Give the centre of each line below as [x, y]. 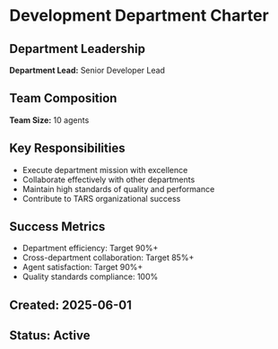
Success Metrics [57, 227]
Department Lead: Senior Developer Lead [87, 70]
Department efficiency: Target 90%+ [90, 249]
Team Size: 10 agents [49, 120]
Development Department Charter [139, 16]
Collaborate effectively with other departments [109, 179]
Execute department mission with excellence [105, 170]
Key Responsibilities [67, 148]
